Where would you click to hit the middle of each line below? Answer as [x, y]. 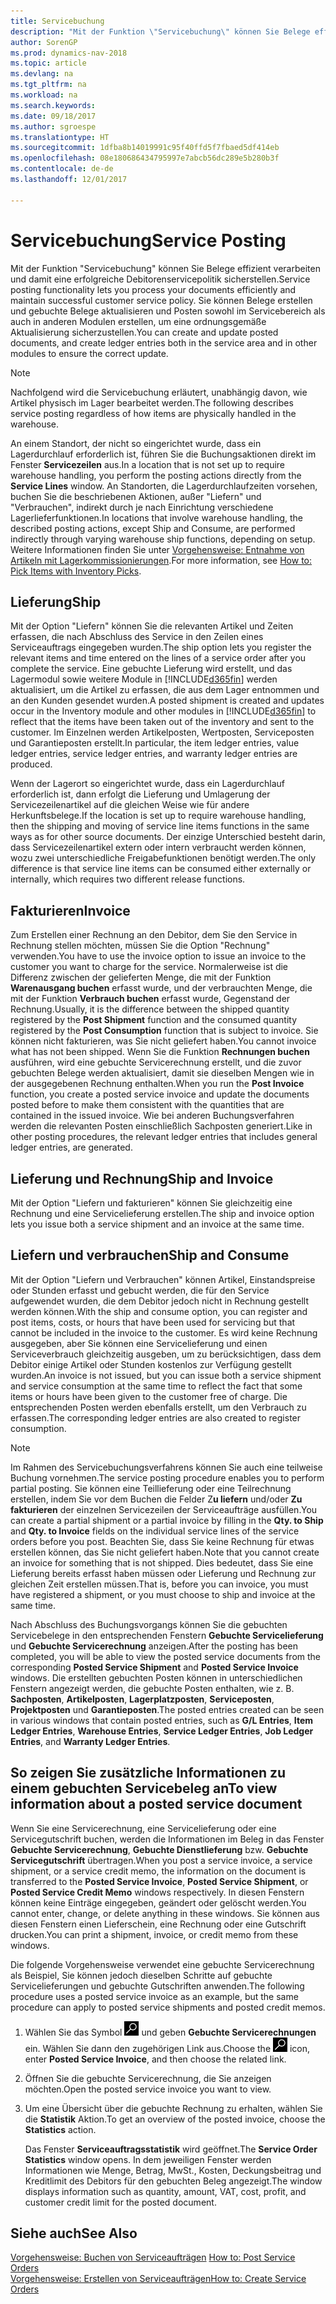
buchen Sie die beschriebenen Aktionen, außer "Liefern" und [136, 496]
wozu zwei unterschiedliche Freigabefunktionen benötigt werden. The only [163, 858]
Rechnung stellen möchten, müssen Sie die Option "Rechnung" [140, 946]
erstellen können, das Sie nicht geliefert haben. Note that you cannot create [165, 1552]
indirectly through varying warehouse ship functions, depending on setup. [163, 539]
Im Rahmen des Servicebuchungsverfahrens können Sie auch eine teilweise [166, 1467]
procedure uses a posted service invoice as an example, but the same [154, 1996]
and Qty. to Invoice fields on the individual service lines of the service [155, 1531]
